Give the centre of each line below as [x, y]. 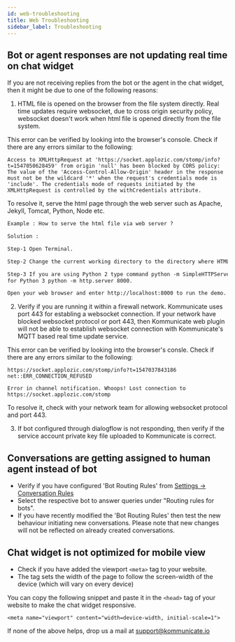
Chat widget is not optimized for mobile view [107, 552]
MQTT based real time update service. [73, 336]
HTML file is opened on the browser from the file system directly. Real [118, 104]
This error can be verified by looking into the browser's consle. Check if [111, 350]
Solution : [23, 236]
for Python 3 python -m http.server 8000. [70, 280]
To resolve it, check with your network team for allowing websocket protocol [117, 408]
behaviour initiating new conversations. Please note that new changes [118, 523]
